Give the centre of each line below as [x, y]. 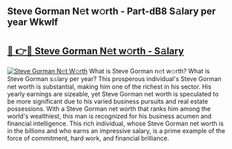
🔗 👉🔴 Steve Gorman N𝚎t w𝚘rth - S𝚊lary [96, 51]
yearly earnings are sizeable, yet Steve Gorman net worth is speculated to [113, 94]
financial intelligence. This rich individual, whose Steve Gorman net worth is [116, 123]
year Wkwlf [33, 23]
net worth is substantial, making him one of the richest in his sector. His [109, 87]
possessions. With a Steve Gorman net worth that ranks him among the [109, 109]
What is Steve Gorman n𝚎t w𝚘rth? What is [150, 71]
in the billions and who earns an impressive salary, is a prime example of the [116, 131]
